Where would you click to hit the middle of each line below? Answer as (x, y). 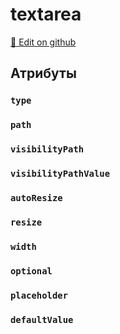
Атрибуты (43, 73)
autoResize (36, 197)
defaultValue (42, 319)
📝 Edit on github (43, 42)
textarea (46, 14)
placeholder (39, 295)
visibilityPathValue (60, 174)
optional (31, 271)
